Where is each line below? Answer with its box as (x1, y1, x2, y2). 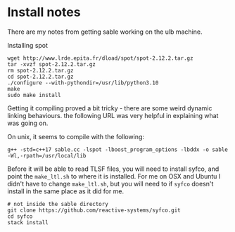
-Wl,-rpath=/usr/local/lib (7, 152, 87, 159)
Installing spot (7, 41, 48, 49)
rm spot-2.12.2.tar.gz (7, 67, 74, 74)
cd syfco (7, 212, 33, 220)
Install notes (7, 4, 81, 20)
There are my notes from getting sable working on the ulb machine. (7, 27, 203, 36)
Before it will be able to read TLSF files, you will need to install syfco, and (7, 165, 220, 173)
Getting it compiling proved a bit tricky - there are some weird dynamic (7, 103, 212, 112)
